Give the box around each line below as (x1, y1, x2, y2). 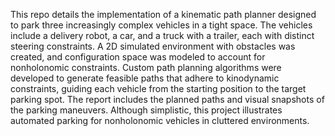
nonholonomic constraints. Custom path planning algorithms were (10, 62, 282, 73)
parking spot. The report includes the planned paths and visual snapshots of (10, 94, 325, 105)
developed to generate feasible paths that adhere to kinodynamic (10, 72, 280, 84)
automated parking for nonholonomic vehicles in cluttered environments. (10, 115, 310, 126)
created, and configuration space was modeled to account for (10, 51, 266, 63)
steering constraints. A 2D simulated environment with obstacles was (10, 40, 296, 52)
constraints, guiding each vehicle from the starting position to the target (10, 83, 307, 94)
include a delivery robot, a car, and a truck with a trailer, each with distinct (10, 30, 315, 41)
